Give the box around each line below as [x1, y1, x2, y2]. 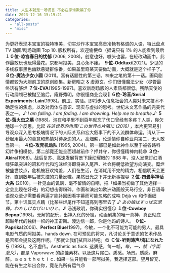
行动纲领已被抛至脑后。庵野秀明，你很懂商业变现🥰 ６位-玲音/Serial [5, 92, 146, 98]
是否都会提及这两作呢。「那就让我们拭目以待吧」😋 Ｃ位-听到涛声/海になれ [5, 237, 159, 243]
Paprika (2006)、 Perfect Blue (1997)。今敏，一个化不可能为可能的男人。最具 [5, 224, 164, 230]
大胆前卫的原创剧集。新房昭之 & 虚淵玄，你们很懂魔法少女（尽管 [22, 79, 157, 85]
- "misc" [10, 26, 28, 31]
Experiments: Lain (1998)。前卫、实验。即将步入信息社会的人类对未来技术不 [5, 98, 164, 104]
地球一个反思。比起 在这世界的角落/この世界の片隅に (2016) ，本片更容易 [5, 123, 157, 129]
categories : [5, 17, 30, 22]
